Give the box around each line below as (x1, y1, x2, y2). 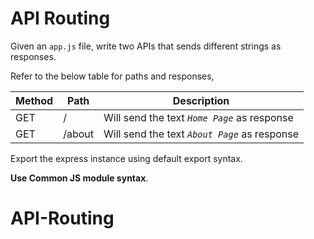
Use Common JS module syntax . (10, 172, 149, 184)
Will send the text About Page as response (103, 127, 300, 141)
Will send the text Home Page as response (103, 110, 294, 124)
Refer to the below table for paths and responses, (10, 70, 215, 82)
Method (15, 93, 54, 107)
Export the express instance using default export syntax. (10, 152, 243, 164)
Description (172, 93, 230, 107)
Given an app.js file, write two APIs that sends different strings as (10, 40, 282, 52)
